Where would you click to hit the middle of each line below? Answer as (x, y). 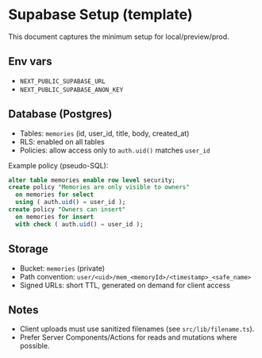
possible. (35, 346)
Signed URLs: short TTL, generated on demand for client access (125, 285)
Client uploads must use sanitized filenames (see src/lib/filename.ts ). (137, 329)
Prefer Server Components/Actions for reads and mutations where (128, 337)
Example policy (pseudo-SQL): (58, 165)
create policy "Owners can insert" (67, 210)
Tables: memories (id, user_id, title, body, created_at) (104, 133)
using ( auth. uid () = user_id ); (71, 202)
